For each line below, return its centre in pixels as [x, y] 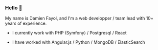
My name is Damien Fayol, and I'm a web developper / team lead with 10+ [79, 18]
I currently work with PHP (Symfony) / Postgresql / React [69, 33]
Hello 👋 [14, 8]
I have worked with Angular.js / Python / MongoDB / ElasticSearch [79, 42]
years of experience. [26, 23]
